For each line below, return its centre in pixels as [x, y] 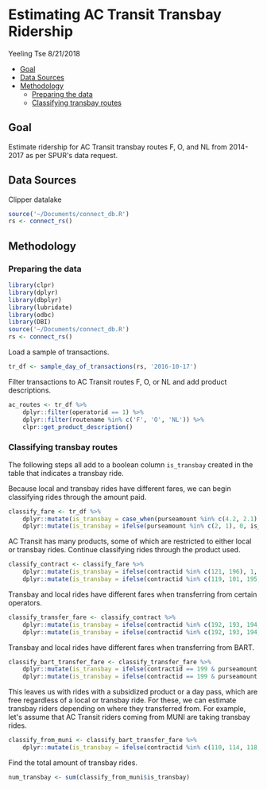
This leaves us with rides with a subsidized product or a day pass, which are [133, 692]
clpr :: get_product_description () [78, 427]
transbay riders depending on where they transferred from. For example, [127, 709]
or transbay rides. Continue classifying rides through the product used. [124, 550]
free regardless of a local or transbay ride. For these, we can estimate [122, 700]
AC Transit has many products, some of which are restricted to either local [130, 541]
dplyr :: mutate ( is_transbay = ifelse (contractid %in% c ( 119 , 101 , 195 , [142, 579]
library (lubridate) [41, 307]
